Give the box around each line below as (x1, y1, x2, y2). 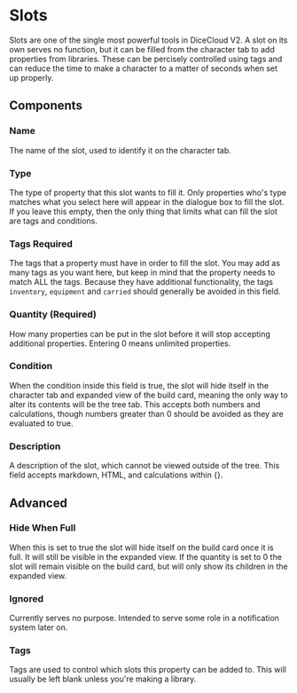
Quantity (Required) (9, 308, 98, 320)
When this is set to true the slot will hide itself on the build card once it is (9, 542, 274, 553)
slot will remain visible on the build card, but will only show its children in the (9, 561, 288, 571)
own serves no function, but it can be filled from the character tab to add (9, 43, 275, 54)
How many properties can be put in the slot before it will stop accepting (9, 328, 270, 339)
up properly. (9, 72, 54, 83)
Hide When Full (9, 522, 76, 534)
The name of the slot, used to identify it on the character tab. (9, 145, 232, 155)
